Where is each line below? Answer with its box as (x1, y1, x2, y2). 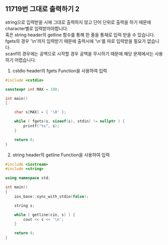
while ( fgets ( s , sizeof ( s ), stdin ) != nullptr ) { (14, 119, 125, 124)
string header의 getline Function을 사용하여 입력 (12, 152, 110, 158)
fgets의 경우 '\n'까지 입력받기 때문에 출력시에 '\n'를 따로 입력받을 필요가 (5, 38, 146, 44)
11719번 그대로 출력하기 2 (5, 5, 79, 14)
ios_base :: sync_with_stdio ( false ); (14, 194, 89, 199)
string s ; (14, 203, 35, 208)
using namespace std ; (5, 175, 51, 180)
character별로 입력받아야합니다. (5, 25, 68, 31)
